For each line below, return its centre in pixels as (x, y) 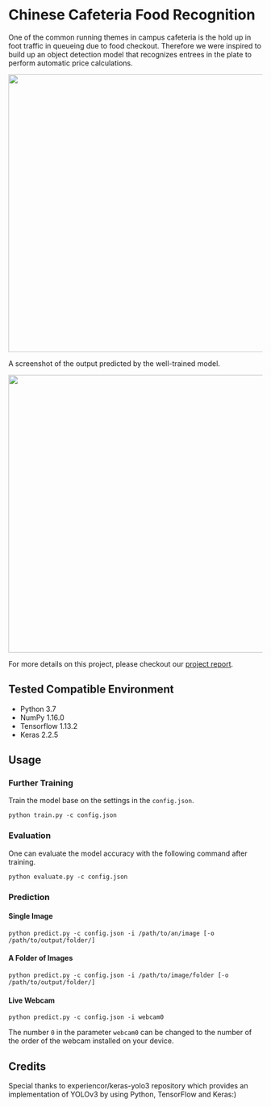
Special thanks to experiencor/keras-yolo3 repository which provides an (128, 1086)
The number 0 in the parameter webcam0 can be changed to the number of (130, 1033)
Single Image (31, 916)
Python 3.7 (38, 709)
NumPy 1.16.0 (42, 718)
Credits (27, 1066)
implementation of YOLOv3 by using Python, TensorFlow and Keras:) (123, 1094)
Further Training (41, 783)
